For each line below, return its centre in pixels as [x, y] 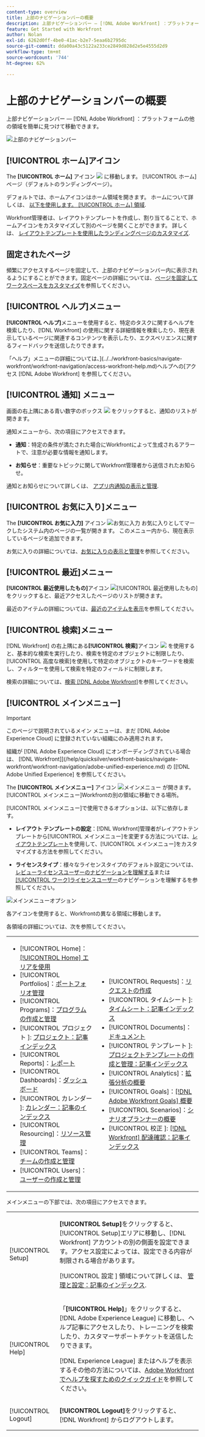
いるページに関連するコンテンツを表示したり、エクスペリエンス [102, 338]
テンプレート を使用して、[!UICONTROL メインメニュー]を [109, 844]
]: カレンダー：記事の [50, 1107]
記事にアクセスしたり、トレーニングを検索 [132, 1327]
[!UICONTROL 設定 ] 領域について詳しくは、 [123, 1275]
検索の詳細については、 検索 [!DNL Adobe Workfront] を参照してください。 [99, 682]
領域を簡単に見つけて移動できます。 [57, 127]
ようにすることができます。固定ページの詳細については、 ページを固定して [105, 278]
